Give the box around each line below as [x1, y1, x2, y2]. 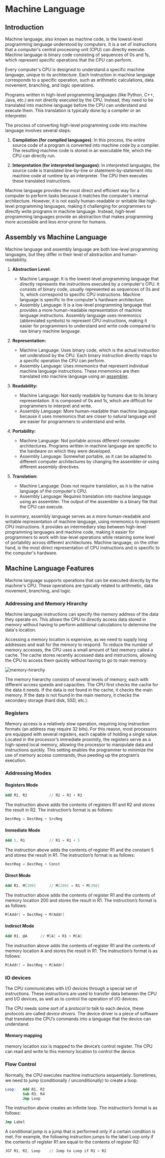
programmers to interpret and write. [19, 403, 92, 409]
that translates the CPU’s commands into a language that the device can [5, 1016, 151, 1022]
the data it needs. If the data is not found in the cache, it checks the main [5, 687, 153, 693]
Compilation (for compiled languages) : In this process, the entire [12, 137, 145, 143]
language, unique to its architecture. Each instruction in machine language [5, 72, 155, 77]
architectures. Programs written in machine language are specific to [19, 443, 157, 449]
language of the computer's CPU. [19, 488, 87, 494]
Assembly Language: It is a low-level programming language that [19, 302, 151, 308]
